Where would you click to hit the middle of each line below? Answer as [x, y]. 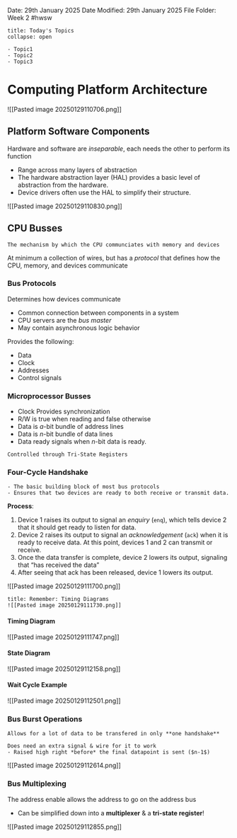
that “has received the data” [58, 565]
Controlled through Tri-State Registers [68, 455]
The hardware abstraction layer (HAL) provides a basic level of [109, 177]
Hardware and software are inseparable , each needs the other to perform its [119, 149]
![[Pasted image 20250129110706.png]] [65, 109]
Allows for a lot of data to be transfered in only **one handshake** [114, 734]
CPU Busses [35, 228]
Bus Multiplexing [37, 784]
